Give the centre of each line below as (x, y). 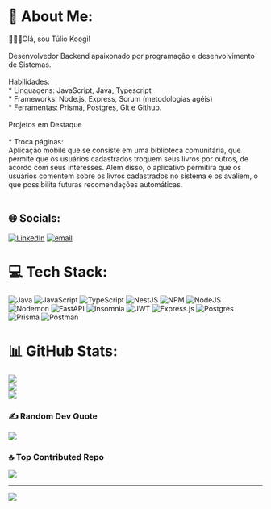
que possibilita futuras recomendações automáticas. (96, 184)
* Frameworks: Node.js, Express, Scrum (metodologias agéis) (110, 98)
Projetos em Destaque (45, 124)
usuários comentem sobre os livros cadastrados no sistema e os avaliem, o (133, 176)
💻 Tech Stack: (58, 271)
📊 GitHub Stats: (63, 351)
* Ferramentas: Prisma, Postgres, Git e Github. (85, 107)
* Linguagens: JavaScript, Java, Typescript (80, 90)
